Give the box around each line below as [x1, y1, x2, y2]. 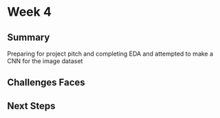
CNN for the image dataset [7, 57, 83, 65]
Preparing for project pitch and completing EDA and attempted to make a [7, 49, 214, 58]
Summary [7, 32, 50, 43]
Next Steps [7, 100, 56, 112]
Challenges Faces [7, 77, 86, 88]
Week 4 [7, 4, 52, 20]
